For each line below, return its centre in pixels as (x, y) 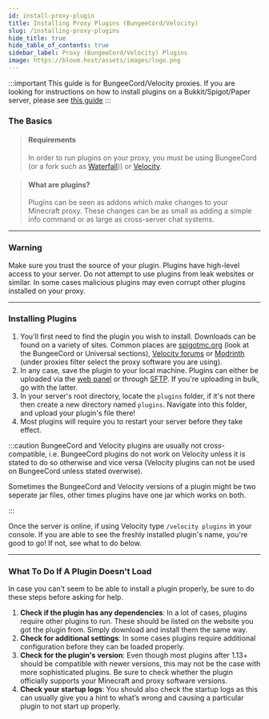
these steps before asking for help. (66, 597)
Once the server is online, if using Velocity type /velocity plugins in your (130, 526)
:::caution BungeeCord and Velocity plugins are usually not (105, 445)
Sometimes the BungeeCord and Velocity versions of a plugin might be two (132, 486)
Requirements (52, 140)
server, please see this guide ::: (60, 100)
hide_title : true (37, 38)
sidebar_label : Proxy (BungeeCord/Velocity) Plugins (98, 53)
